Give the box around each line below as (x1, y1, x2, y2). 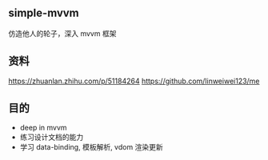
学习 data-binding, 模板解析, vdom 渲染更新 (19, 142, 163, 152)
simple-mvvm (8, 6, 80, 20)
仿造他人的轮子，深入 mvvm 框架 (8, 28, 117, 38)
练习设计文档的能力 (19, 132, 84, 142)
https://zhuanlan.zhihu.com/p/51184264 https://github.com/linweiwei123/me (8, 76, 260, 86)
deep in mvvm (19, 123, 67, 133)
